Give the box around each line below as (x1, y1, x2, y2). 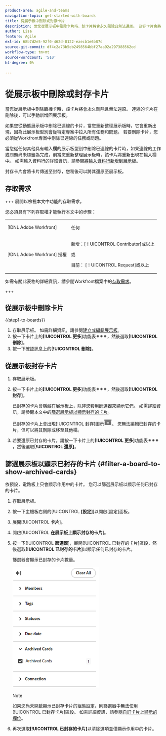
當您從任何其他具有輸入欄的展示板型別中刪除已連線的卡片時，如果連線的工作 (5, 146, 161, 152)
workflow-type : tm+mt (5, 49, 50, 54)
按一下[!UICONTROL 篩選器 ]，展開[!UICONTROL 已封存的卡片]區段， (12, 540, 153, 546)
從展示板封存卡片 (5, 361, 57, 370)
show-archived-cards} (5, 468, 77, 476)
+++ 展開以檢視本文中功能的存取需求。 (5, 198, 84, 204)
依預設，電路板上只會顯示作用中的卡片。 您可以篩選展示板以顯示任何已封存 (5, 481, 158, 487)
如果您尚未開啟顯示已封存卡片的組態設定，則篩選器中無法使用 (12, 702, 138, 709)
